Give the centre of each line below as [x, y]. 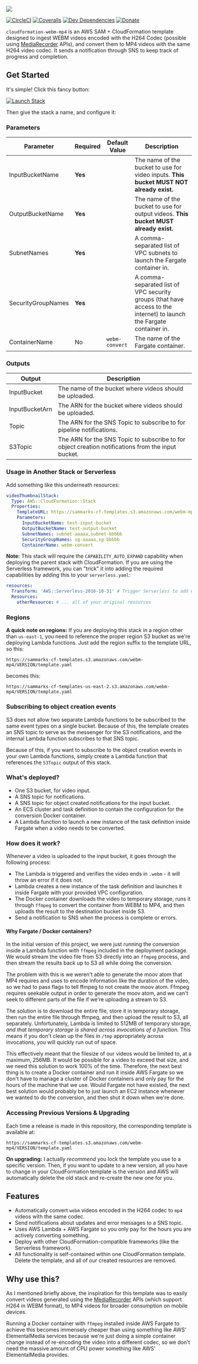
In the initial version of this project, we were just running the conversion [93, 944]
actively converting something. [52, 1235]
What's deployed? [33, 777]
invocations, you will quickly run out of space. [62, 1042]
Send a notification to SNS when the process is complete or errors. [96, 918]
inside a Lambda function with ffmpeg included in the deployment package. [97, 951]
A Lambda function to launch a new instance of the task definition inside [102, 821]
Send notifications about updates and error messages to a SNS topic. [99, 1223]
